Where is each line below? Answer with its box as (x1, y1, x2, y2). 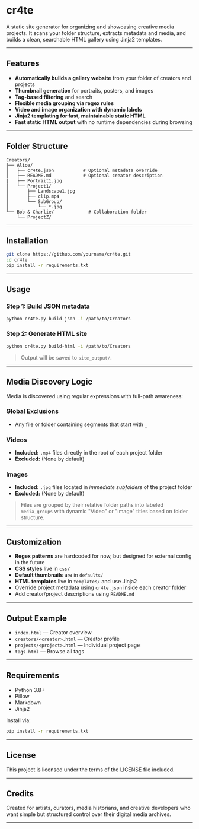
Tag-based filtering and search (14, 93, 93, 100)
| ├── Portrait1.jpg (6, 177, 62, 184)
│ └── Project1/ (6, 183, 52, 189)
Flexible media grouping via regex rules (14, 99, 114, 107)
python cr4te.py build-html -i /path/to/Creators (6, 343, 131, 349)
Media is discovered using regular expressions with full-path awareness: (6, 392, 184, 399)
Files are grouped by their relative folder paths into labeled (20, 501, 164, 509)
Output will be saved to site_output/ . (20, 354, 113, 361)
